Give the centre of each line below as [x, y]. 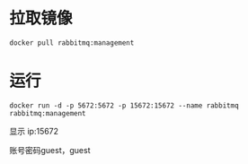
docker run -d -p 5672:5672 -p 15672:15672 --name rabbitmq [124, 105]
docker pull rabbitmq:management [72, 43]
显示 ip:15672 [34, 131]
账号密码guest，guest [50, 150]
